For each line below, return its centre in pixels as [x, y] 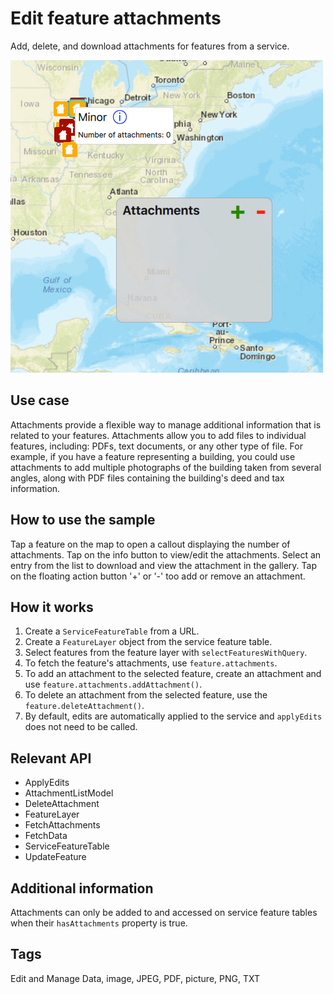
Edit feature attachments [116, 18]
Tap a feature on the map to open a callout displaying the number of [150, 544]
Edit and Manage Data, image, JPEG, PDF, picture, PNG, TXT [135, 978]
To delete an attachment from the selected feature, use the [146, 695]
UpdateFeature [55, 857]
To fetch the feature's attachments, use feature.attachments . [151, 663]
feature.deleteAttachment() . [84, 706]
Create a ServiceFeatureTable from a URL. [112, 631]
